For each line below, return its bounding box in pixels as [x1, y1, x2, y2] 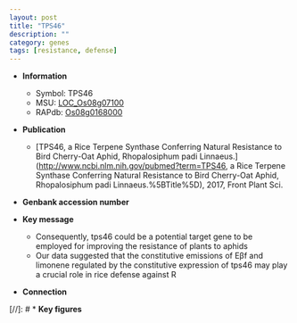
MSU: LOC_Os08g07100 [35, 97, 125, 108]
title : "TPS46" [9, 21, 66, 30]
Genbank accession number [21, 197, 129, 208]
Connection [21, 286, 67, 297]
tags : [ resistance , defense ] [9, 46, 118, 55]
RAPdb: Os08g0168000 [35, 107, 123, 118]
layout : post [9, 12, 58, 22]
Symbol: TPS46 [35, 88, 94, 99]
